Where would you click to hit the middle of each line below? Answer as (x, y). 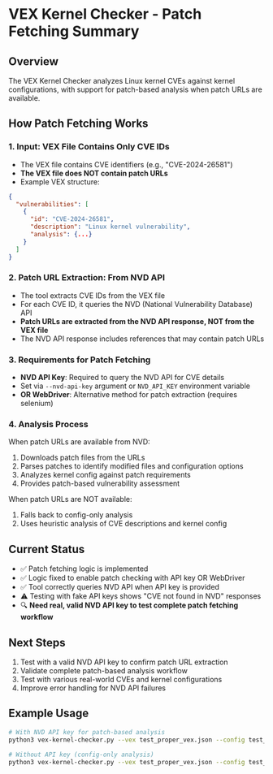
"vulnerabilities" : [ (52, 204)
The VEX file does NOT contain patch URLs (94, 173)
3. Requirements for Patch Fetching (80, 360)
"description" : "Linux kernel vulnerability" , (110, 227)
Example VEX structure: (60, 182)
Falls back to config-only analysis (76, 515)
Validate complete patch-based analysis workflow (104, 671)
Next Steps (37, 642)
